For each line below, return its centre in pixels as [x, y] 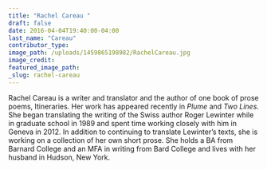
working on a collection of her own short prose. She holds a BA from [121, 140]
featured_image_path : [44, 68]
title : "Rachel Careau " [49, 16]
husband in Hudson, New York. [59, 157]
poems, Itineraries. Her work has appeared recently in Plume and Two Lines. [133, 106]
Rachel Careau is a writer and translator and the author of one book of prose [133, 97]
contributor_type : [39, 45]
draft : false [30, 23]
